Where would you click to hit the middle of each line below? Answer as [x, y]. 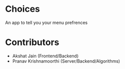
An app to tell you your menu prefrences [46, 23]
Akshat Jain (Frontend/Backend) [45, 56]
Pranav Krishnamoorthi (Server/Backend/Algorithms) [66, 61]
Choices [23, 9]
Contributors [32, 42]
